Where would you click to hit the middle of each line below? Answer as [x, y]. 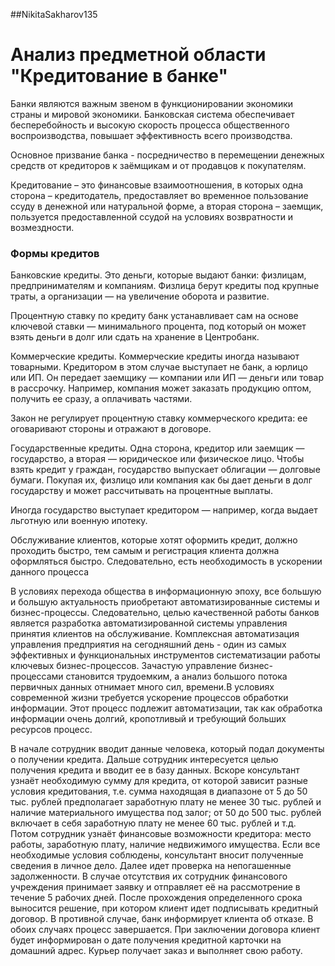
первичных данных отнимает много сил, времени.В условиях [142, 687]
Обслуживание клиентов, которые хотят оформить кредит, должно [154, 540]
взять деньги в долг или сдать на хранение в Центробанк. [135, 337]
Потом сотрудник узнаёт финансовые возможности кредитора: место [161, 834]
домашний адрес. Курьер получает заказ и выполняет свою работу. [156, 951]
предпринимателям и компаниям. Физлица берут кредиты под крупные [165, 286]
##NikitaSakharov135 [54, 14]
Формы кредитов [55, 253]
